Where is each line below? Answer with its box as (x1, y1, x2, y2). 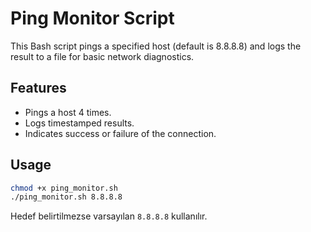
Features (10, 80, 67, 97)
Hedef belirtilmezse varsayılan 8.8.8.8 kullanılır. (10, 210, 208, 222)
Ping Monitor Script (10, 7, 175, 30)
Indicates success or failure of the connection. (24, 127, 217, 139)
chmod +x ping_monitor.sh (10, 183, 118, 193)
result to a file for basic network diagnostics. (10, 50, 195, 62)
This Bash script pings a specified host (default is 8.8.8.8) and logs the (10, 40, 302, 52)
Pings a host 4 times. (24, 106, 112, 118)
